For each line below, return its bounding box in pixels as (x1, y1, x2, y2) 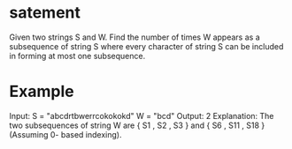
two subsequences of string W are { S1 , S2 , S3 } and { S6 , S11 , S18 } (9, 120, 265, 130)
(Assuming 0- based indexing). (9, 129, 122, 139)
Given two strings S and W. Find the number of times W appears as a (9, 32, 260, 42)
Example (9, 82, 74, 101)
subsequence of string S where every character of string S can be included (9, 41, 284, 51)
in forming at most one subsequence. (9, 50, 146, 61)
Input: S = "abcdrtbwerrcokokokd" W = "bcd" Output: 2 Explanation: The (9, 110, 274, 121)
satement (9, 3, 81, 23)
